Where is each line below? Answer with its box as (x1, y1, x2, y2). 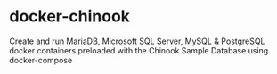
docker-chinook (9, 6, 131, 27)
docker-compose (9, 54, 73, 65)
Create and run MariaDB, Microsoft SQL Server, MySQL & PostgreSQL (9, 36, 265, 46)
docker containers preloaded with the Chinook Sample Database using (9, 45, 269, 55)
